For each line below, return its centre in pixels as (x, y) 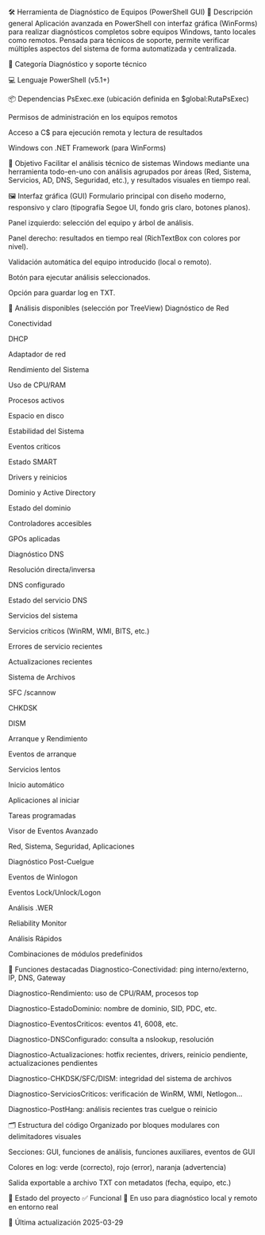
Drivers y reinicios (38, 477)
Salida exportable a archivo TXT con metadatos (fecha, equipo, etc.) (120, 1183)
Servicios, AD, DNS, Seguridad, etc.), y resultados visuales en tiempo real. (130, 180)
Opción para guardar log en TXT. (62, 292)
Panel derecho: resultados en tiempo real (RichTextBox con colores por (125, 238)
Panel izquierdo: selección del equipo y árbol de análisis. (101, 223)
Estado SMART (33, 462)
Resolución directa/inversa (52, 569)
